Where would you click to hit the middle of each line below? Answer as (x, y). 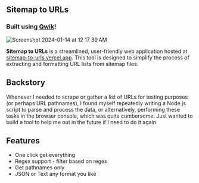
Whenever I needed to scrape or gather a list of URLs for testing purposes (97, 97)
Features (23, 141)
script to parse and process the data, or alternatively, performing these (93, 109)
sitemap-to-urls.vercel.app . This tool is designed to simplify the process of (98, 57)
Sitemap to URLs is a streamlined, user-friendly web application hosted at (97, 51)
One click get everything (45, 155)
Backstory (26, 83)
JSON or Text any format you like (55, 174)
